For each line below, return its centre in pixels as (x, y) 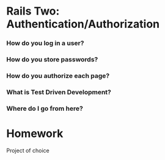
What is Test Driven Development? (59, 92)
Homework (35, 134)
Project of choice (28, 150)
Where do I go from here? (45, 108)
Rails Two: (33, 11)
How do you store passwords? (52, 60)
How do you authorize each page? (58, 75)
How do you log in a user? (45, 43)
